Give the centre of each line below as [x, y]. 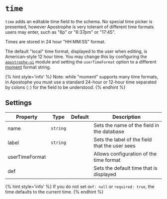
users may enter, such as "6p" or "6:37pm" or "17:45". [60, 32]
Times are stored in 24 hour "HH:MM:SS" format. [55, 42]
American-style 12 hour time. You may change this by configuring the [76, 57]
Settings [19, 103]
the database [109, 132]
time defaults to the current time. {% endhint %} [54, 192]
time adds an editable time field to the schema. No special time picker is [79, 21]
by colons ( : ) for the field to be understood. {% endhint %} [65, 87]
